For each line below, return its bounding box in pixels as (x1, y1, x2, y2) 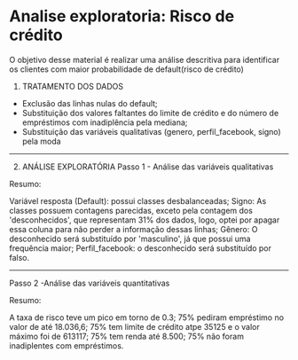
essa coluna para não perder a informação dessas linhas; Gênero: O (9, 223, 258, 234)
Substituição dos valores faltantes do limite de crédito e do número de (21, 107, 279, 118)
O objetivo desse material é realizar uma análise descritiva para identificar (9, 54, 280, 65)
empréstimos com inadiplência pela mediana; (21, 117, 188, 128)
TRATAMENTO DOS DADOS (21, 81, 124, 91)
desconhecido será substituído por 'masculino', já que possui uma (9, 233, 251, 244)
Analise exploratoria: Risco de (9, 6, 235, 27)
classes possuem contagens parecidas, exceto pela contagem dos (9, 205, 253, 215)
